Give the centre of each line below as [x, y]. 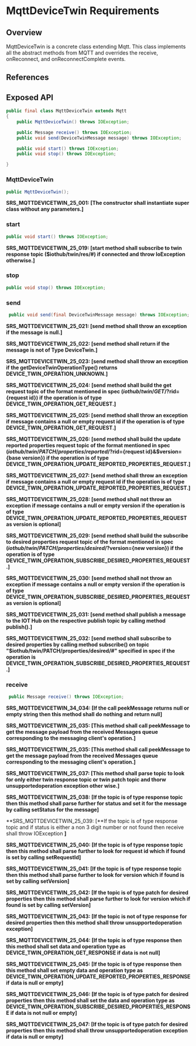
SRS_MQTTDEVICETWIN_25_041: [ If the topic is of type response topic [94, 869]
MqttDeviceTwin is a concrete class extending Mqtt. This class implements [96, 46]
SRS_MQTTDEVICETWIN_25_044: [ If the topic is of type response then [94, 940]
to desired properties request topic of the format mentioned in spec [90, 542]
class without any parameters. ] [45, 209]
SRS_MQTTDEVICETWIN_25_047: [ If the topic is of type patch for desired [97, 1024]
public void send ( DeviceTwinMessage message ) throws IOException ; [99, 138]
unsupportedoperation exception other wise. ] [63, 786]
